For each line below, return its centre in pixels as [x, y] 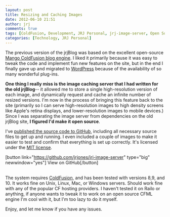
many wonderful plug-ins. [32, 74]
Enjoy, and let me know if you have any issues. [54, 209]
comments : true [21, 29]
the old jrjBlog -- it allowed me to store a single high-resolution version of [81, 89]
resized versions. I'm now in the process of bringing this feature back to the [84, 100]
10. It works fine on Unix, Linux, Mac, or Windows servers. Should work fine [84, 183]
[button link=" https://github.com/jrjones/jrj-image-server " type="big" [78, 157]
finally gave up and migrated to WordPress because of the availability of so [83, 68]
